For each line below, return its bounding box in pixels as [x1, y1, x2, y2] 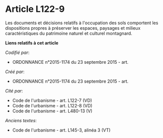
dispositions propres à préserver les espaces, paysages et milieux [5, 25, 141, 31]
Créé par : [5, 68, 25, 75]
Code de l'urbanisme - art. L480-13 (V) [12, 108, 93, 114]
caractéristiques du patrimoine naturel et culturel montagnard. [5, 30, 133, 36]
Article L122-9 [5, 3, 65, 15]
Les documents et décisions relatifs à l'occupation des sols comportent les [5, 20, 159, 26]
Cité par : [5, 88, 23, 93]
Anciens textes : [5, 117, 37, 123]
